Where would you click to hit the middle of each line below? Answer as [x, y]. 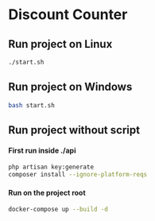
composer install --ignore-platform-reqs [78, 175]
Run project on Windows [70, 87]
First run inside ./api [42, 150]
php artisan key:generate [51, 167]
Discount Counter [68, 15]
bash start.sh [32, 105]
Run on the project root [47, 192]
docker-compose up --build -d [58, 209]
